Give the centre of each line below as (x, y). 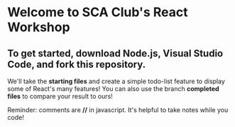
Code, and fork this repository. (77, 64)
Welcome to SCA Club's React (98, 12)
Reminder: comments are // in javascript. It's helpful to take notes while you (118, 110)
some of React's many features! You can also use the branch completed (113, 89)
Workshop (39, 27)
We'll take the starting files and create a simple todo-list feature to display (116, 81)
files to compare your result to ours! (60, 96)
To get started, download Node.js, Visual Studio (115, 53)
